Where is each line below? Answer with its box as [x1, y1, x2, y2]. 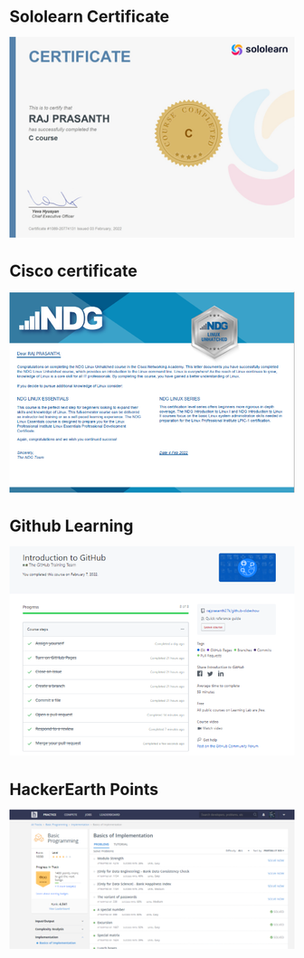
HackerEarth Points [9, 779, 159, 800]
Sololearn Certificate [9, 6, 170, 27]
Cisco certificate [9, 261, 138, 281]
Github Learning [9, 516, 134, 536]
